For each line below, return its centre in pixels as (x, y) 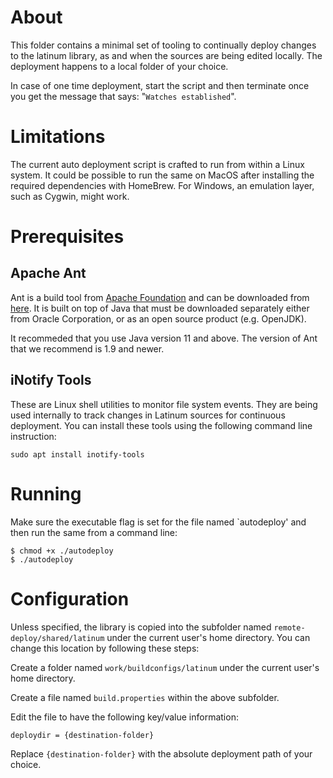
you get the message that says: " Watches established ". (123, 96)
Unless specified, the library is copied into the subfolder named (141, 627)
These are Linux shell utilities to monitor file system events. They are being (164, 404)
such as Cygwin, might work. (70, 196)
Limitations (58, 137)
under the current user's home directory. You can (208, 637)
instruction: (33, 436)
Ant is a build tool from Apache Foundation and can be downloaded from (160, 297)
